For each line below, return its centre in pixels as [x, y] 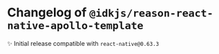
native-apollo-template [75, 26]
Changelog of [47, 13]
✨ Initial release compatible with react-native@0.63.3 [83, 43]
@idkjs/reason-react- [151, 13]
